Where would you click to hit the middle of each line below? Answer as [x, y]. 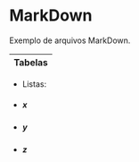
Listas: [34, 84]
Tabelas [31, 62]
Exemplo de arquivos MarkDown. [70, 40]
